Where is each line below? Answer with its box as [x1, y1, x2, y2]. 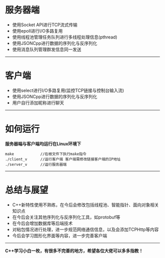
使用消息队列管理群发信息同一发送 [12, 46, 82, 52]
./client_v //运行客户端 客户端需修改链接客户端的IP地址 [5, 156, 121, 162]
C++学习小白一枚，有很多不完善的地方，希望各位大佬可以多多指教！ [5, 248, 143, 254]
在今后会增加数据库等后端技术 [12, 220, 73, 226]
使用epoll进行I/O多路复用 [12, 28, 63, 34]
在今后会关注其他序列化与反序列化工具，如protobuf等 [12, 214, 120, 220]
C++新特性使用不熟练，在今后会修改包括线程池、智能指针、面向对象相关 [12, 202, 159, 208]
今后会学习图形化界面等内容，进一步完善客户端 [12, 232, 107, 238]
